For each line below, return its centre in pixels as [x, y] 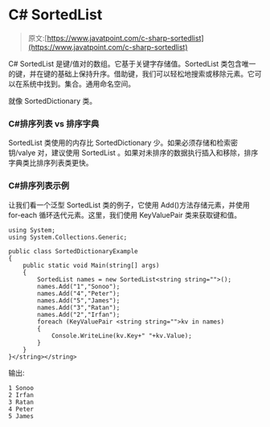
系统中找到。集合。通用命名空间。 [78, 84]
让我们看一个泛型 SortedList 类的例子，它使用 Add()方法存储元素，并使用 [129, 205]
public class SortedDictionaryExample [73, 251]
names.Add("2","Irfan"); [79, 314]
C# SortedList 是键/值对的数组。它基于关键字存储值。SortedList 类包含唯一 [132, 64]
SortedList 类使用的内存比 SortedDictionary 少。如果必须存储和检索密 [123, 143]
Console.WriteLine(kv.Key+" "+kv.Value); [122, 335]
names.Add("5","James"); [79, 300]
